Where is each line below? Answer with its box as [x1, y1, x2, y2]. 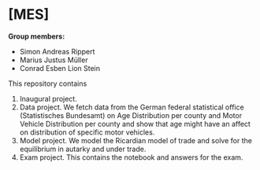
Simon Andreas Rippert [19, 46, 95, 56]
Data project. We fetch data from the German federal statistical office [19, 102, 244, 112]
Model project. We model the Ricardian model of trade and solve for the [19, 135, 252, 145]
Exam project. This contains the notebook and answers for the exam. [19, 152, 243, 162]
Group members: [8, 31, 65, 41]
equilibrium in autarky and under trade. [19, 144, 147, 153]
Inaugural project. [19, 94, 77, 103]
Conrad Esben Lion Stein [19, 63, 101, 72]
